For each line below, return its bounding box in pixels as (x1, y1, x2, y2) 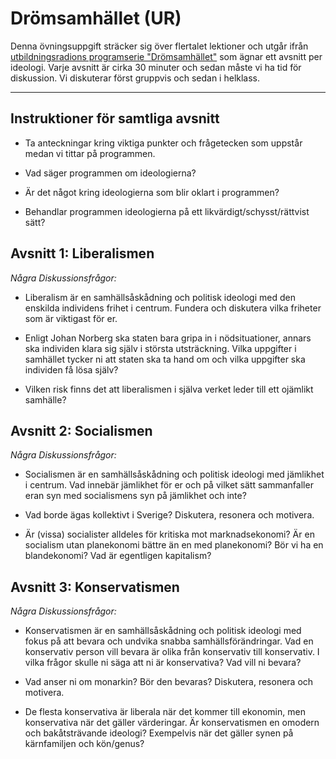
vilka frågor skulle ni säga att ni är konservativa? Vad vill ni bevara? (24, 657, 302, 669)
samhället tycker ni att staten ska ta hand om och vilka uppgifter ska (24, 353, 306, 365)
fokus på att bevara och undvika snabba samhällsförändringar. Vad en (24, 635, 314, 647)
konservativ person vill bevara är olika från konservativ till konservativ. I (24, 646, 320, 658)
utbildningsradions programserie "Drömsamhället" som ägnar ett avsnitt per (10, 50, 323, 62)
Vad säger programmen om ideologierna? (24, 167, 197, 179)
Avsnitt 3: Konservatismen (10, 578, 180, 596)
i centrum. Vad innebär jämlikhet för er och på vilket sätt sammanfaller (24, 479, 314, 491)
